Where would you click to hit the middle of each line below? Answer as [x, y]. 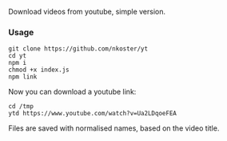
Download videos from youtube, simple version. [87, 12]
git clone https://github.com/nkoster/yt [78, 49]
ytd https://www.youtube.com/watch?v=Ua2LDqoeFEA [93, 114]
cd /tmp [21, 107]
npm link [23, 77]
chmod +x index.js [39, 70]
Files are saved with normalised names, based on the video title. [114, 128]
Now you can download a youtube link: [72, 92]
